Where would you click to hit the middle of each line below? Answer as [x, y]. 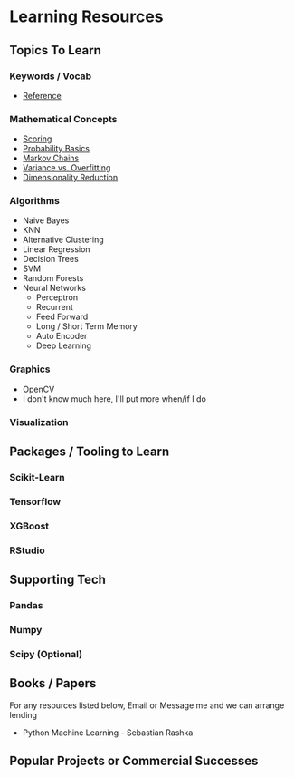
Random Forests [53, 278]
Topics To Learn [56, 50]
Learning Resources [86, 17]
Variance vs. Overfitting [66, 168]
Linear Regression [56, 249]
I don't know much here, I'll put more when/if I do [114, 398]
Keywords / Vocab [51, 76]
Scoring [37, 139]
